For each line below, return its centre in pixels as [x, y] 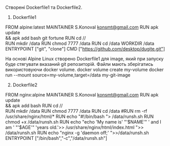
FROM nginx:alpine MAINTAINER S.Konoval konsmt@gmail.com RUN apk [82, 95]
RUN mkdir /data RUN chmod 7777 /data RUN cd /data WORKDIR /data [80, 43]
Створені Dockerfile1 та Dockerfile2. [44, 7]
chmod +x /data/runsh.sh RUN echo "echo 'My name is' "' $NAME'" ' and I [83, 122]
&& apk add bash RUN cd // [34, 106]
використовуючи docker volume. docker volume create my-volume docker [84, 69]
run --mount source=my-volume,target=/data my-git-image [68, 75]
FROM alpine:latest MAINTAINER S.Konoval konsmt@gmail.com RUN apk [82, 27]
